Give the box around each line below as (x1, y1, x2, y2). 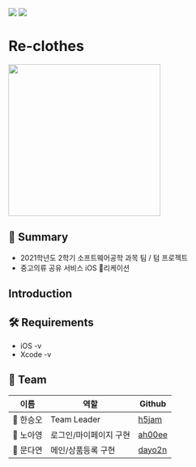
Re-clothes (8, 37, 85, 56)
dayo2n (138, 444, 168, 455)
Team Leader (49, 414, 101, 425)
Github (139, 397, 167, 409)
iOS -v (19, 341, 42, 350)
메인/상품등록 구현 (49, 444, 116, 456)
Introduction (8, 287, 73, 301)
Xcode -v (19, 349, 52, 359)
